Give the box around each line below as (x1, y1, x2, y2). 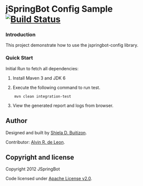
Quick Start (5, 55, 33, 62)
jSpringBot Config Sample (5, 3, 113, 15)
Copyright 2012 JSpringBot (5, 166, 60, 172)
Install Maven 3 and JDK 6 (12, 75, 66, 81)
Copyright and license (5, 153, 75, 162)
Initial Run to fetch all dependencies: (5, 65, 79, 71)
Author (5, 117, 27, 125)
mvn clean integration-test (14, 94, 71, 99)
